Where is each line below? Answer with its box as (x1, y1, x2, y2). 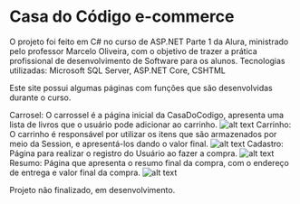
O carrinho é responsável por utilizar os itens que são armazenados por (9, 128, 277, 139)
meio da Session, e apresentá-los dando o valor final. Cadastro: (9, 138, 284, 149)
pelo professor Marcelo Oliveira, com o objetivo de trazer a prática (9, 45, 258, 56)
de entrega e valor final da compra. (9, 167, 140, 178)
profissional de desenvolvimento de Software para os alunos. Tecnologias (9, 55, 285, 66)
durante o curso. (9, 92, 72, 103)
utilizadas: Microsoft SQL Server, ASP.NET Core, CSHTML (9, 65, 227, 76)
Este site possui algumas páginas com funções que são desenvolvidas (9, 82, 274, 93)
